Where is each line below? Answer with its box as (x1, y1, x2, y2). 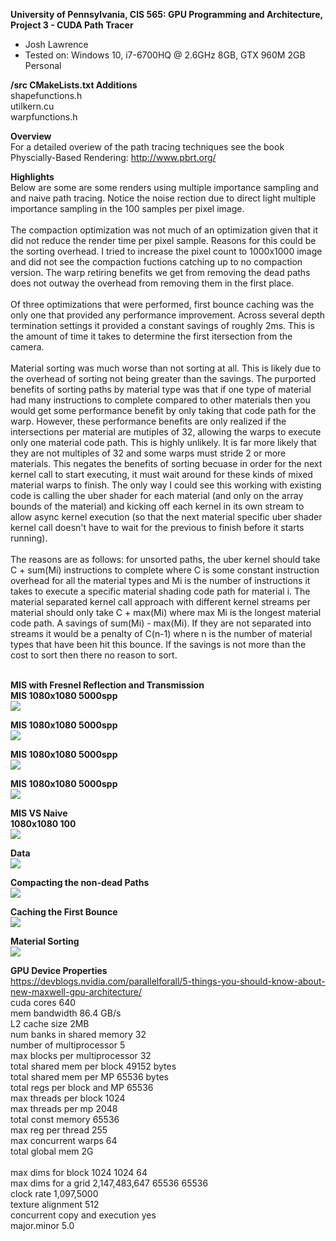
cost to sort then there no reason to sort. (10, 649, 178, 661)
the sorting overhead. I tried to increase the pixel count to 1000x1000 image (10, 245, 323, 257)
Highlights (10, 171, 55, 183)
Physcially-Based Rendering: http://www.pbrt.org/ (10, 152, 217, 163)
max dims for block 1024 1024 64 (10, 1167, 148, 1178)
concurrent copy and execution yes (10, 1209, 157, 1221)
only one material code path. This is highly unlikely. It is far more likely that (10, 437, 317, 448)
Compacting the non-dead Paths (10, 877, 150, 888)
